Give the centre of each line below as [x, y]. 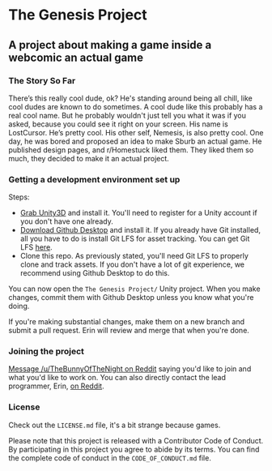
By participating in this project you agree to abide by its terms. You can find [134, 449]
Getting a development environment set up [94, 179]
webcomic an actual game [76, 57]
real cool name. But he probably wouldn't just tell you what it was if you [127, 115]
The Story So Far [42, 80]
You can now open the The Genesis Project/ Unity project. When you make [134, 289]
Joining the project [47, 352]
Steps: [19, 197]
